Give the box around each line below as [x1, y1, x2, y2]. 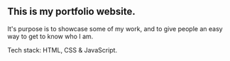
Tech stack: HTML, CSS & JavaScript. [7, 45, 118, 54]
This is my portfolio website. [7, 6, 136, 18]
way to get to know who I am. [7, 32, 94, 40]
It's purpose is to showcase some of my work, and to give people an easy [7, 24, 223, 33]
